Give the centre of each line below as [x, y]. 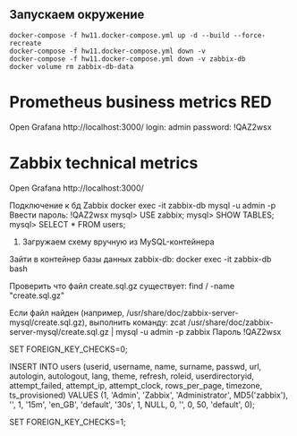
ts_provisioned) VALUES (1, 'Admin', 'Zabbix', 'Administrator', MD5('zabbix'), [149, 395]
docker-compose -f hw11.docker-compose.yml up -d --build [119, 35]
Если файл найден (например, [67, 312]
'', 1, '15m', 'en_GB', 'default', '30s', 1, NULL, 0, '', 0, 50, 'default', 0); [132, 404]
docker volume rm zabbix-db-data [72, 66]
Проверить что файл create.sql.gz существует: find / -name [122, 286]
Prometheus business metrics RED [140, 102]
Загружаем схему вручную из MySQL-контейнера [118, 242]
